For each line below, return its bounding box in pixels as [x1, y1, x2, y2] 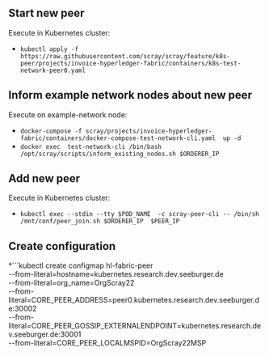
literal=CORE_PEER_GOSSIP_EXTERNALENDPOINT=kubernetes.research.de [8, 321, 261, 331]
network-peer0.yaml [19, 66, 86, 74]
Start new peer [8, 6, 85, 20]
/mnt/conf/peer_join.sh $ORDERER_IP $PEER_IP [19, 218, 180, 226]
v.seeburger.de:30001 [8, 329, 82, 339]
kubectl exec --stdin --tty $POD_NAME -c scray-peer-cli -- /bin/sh [19, 210, 260, 218]
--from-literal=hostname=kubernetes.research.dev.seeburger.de [8, 269, 224, 279]
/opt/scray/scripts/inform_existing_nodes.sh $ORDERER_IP [19, 150, 220, 158]
